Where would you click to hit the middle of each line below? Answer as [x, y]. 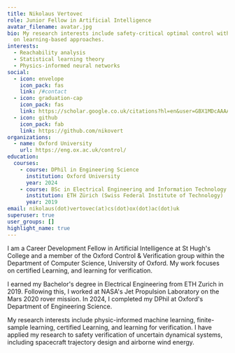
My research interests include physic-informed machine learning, [101, 319]
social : [19, 72]
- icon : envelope [39, 79]
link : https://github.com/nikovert [72, 131]
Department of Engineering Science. [60, 306]
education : [23, 157]
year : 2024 [42, 182]
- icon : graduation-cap [48, 99]
